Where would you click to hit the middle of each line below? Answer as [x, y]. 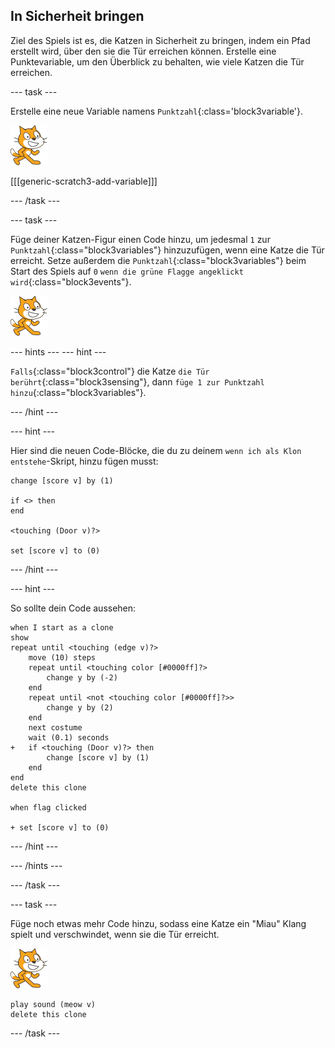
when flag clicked [48, 807]
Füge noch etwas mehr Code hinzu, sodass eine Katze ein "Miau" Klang [158, 923]
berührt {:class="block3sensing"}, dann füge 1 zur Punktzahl [137, 381]
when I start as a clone [62, 627]
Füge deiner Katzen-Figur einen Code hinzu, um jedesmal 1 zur [140, 239]
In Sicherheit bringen [77, 16]
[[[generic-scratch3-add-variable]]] [84, 181]
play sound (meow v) [53, 1004]
